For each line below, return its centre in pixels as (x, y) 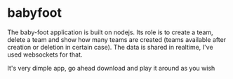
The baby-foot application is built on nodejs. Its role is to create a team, (110, 32)
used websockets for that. (45, 55)
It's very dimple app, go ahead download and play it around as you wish (111, 68)
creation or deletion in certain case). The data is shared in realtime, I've (110, 47)
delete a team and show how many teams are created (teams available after (117, 39)
